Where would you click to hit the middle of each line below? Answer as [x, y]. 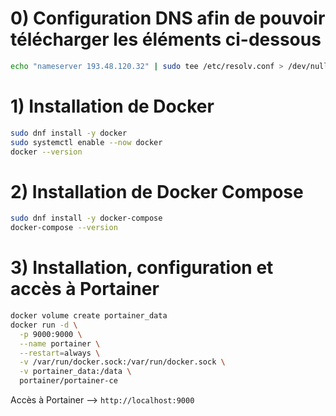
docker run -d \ [44, 325]
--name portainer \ [60, 343]
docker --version [46, 152]
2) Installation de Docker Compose [157, 191]
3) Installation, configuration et [142, 268]
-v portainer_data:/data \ [75, 372]
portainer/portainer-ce [68, 381]
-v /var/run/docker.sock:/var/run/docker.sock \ [122, 362]
